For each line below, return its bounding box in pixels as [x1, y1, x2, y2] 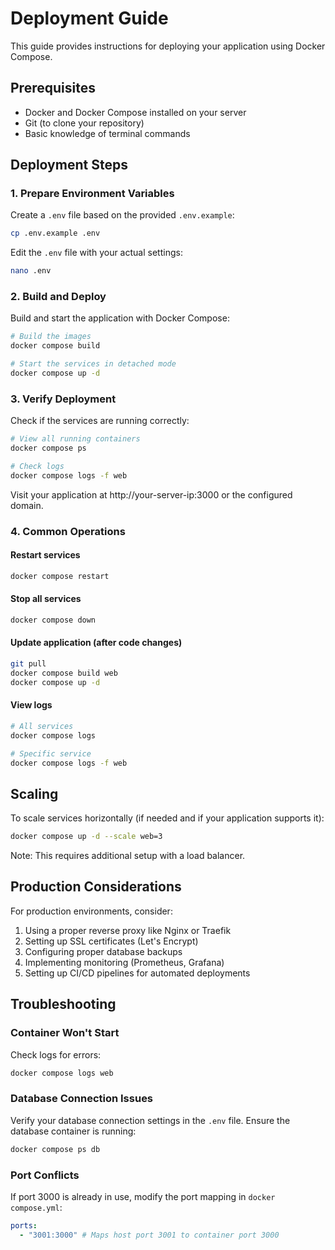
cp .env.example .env [10, 228, 101, 239]
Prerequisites [10, 80, 96, 97]
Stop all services [10, 593, 82, 605]
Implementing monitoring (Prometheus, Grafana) [24, 956, 225, 968]
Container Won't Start [10, 1026, 120, 1040]
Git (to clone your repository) [24, 117, 145, 129]
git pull [10, 659, 47, 669]
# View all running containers [10, 434, 141, 444]
